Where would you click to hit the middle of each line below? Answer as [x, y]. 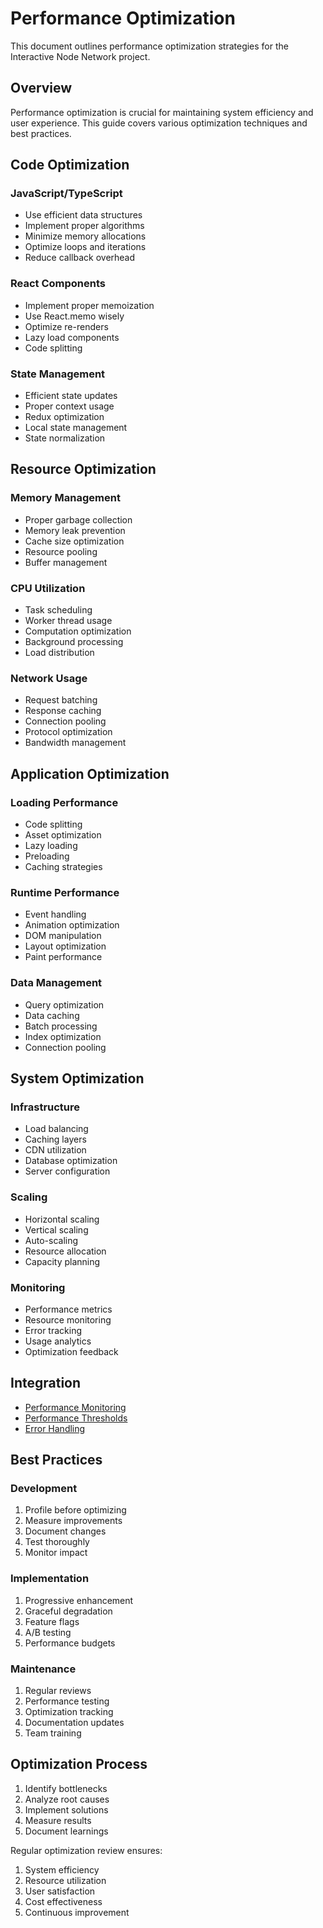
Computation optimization [78, 631]
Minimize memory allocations [85, 236]
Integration [46, 1383]
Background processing [74, 642]
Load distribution [59, 653]
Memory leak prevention [75, 530]
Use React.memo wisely [74, 316]
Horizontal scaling [62, 1219]
